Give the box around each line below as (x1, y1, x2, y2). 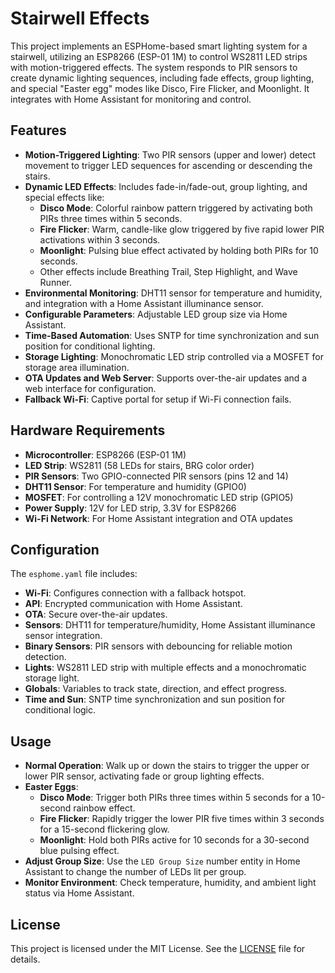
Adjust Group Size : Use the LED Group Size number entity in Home (24, 855, 301, 867)
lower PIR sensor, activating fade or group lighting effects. (24, 770, 265, 782)
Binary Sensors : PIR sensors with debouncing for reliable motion (24, 640, 293, 652)
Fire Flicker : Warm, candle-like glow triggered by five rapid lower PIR (39, 223, 325, 235)
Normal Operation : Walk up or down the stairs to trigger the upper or (24, 760, 310, 772)
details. (10, 953, 41, 965)
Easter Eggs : (24, 781, 79, 793)
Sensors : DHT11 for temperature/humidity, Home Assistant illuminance (24, 619, 316, 631)
